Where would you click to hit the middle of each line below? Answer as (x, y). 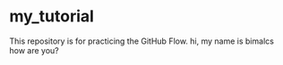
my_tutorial (51, 16)
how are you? (34, 50)
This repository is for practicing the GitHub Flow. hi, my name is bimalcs (142, 41)
